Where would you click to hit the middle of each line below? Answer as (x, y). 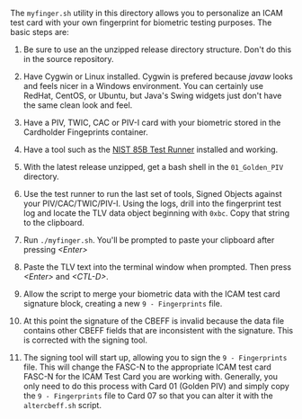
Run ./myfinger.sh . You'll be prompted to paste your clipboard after (149, 240)
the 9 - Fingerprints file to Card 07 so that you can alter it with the (148, 396)
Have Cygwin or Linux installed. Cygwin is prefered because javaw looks (158, 76)
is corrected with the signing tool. (85, 340)
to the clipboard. (53, 223)
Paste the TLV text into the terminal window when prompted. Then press (157, 267)
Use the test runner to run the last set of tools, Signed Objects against (152, 194)
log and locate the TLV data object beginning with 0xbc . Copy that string (156, 213)
